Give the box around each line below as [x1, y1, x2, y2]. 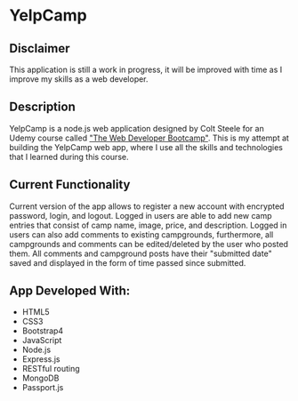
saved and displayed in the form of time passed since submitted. [9, 257, 246, 268]
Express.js [21, 354, 60, 365]
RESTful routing [21, 364, 80, 374]
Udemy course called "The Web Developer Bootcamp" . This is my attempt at [9, 132, 289, 143]
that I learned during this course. [9, 151, 129, 162]
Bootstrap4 [21, 325, 64, 336]
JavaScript [21, 335, 62, 346]
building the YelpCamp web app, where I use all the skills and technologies [9, 141, 283, 152]
